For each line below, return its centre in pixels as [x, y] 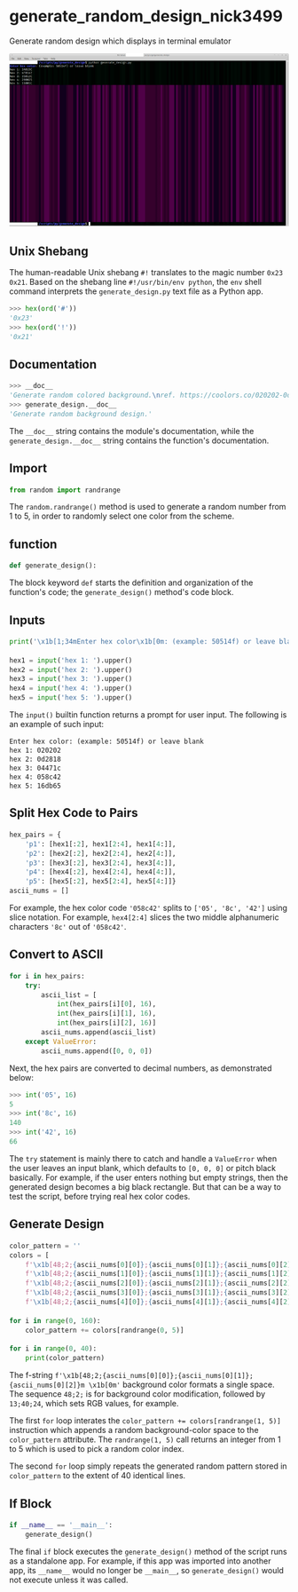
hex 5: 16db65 [35, 786]
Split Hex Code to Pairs [74, 813]
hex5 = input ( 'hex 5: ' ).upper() [71, 698]
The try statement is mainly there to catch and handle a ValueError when [143, 1158]
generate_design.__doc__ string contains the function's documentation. [139, 440]
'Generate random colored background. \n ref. [93, 396]
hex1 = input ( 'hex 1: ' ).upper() [71, 660]
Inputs [27, 620]
